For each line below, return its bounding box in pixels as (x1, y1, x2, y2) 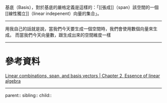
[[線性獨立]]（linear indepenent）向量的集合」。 (5, 10, 102, 16)
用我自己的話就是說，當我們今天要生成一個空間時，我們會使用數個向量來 (5, 26, 153, 31)
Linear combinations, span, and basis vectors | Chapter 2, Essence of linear (5, 73, 160, 79)
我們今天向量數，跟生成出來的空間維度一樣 (23, 32, 111, 38)
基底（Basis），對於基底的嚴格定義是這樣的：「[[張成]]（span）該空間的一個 (5, 4, 159, 10)
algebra (5, 78, 21, 84)
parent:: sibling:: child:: (5, 92, 52, 98)
